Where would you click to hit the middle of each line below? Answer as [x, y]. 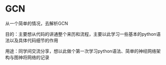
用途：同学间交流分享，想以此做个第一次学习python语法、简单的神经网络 [81, 51]
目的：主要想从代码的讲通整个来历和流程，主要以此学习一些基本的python [81, 34]
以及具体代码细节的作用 [34, 40]
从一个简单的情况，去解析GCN [37, 23]
